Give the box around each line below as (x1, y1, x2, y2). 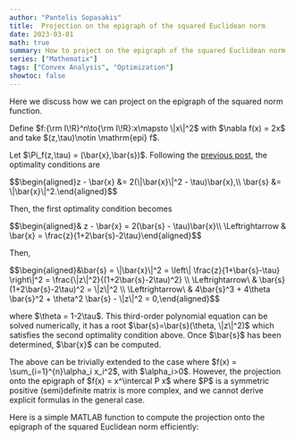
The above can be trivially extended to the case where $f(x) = (9, 356, 238, 367)
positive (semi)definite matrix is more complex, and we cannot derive (9, 385, 264, 395)
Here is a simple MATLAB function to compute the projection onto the (9, 411, 265, 422)
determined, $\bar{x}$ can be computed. (9, 339, 162, 350)
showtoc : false (9, 72, 66, 81)
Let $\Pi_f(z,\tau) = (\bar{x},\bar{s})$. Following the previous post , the (9, 149, 268, 160)
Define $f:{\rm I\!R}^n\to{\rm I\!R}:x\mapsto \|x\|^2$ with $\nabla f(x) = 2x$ (9, 123, 286, 133)
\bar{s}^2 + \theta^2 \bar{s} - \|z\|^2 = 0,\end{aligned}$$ (9, 293, 221, 304)
